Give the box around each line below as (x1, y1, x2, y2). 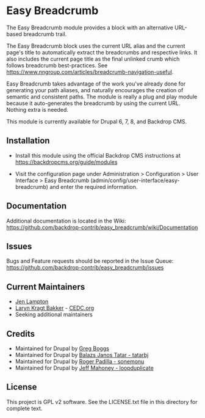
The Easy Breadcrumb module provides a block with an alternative (6, 24, 174, 31)
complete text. (6, 405, 43, 412)
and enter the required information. (49, 183, 138, 190)
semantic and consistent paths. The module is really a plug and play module (6, 93, 198, 100)
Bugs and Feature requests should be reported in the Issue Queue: (6, 257, 174, 265)
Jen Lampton (15, 298, 49, 306)
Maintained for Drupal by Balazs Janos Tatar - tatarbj (15, 351, 149, 358)
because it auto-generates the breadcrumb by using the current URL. (6, 99, 181, 107)
